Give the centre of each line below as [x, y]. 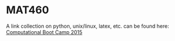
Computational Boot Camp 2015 [44, 32]
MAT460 [28, 10]
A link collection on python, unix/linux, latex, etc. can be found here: [87, 26]
